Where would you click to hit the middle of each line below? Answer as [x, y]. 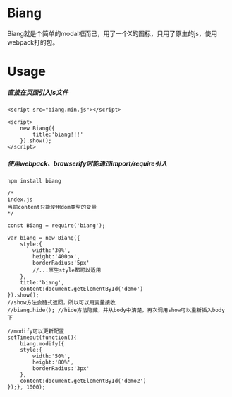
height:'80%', [53, 362]
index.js [20, 200]
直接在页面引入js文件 [38, 92]
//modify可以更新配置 [36, 332]
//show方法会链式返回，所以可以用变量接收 [62, 303]
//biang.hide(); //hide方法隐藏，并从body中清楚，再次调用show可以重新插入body [116, 310]
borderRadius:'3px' [61, 369]
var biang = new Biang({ [44, 238]
